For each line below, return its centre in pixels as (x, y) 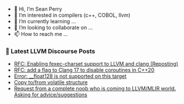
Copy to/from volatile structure (51, 83)
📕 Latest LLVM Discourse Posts (50, 51)
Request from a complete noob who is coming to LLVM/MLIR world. (95, 89)
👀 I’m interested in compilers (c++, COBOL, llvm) (72, 15)
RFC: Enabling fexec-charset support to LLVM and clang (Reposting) (96, 64)
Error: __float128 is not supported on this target (70, 76)
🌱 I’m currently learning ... (45, 21)
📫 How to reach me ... (41, 34)
